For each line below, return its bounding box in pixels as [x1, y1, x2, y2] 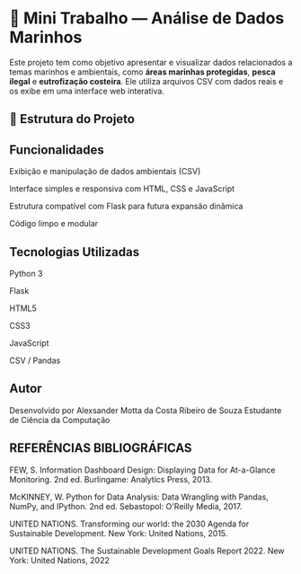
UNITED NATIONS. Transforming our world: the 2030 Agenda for [9, 518, 250, 529]
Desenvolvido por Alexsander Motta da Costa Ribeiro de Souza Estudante [9, 404, 282, 416]
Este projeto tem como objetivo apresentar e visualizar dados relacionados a [9, 57, 293, 67]
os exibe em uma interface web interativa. [9, 85, 164, 96]
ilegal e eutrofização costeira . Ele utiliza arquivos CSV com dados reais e [9, 75, 284, 86]
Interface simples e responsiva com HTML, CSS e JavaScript [9, 183, 235, 194]
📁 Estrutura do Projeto [9, 111, 135, 127]
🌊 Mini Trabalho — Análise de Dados [9, 8, 285, 29]
